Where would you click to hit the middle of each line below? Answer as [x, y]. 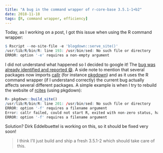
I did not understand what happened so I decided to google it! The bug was [80, 64]
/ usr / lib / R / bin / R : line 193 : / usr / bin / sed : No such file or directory [78, 51]
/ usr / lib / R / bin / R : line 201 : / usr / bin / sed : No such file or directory [78, 104]
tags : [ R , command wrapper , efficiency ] [47, 18]
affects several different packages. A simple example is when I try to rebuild [81, 85]
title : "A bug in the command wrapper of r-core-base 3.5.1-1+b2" [73, 9]
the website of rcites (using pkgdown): [44, 90]
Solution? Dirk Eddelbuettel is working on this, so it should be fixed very [77, 126]
